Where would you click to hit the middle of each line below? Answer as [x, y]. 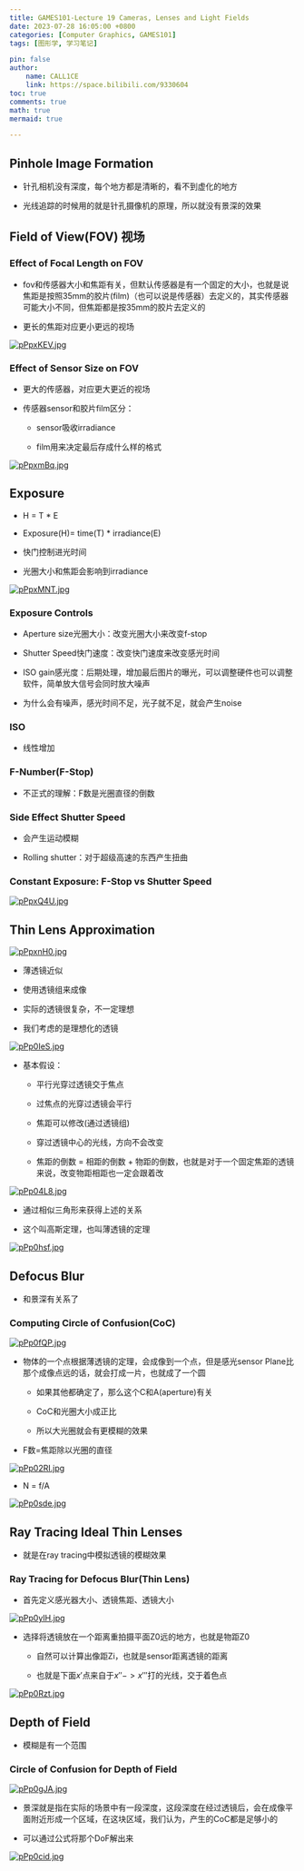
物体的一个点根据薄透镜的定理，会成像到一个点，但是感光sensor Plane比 [158, 1361]
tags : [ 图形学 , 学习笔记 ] [54, 43]
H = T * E [40, 515]
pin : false [30, 60]
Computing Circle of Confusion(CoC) [93, 1322]
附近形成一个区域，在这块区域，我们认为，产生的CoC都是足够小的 [154, 1819]
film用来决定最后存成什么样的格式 [98, 447]
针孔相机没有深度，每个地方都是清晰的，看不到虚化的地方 [130, 186]
